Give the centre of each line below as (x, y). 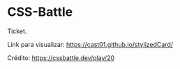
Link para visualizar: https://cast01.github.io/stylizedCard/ (90, 44)
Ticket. (17, 31)
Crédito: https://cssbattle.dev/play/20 (61, 58)
